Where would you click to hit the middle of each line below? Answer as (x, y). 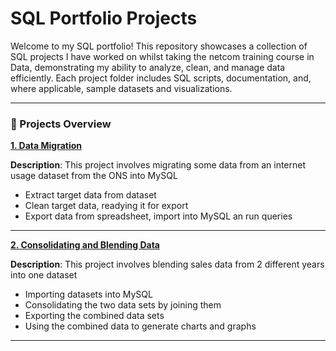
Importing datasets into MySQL (88, 294)
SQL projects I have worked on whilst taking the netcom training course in (162, 56)
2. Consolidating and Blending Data (85, 245)
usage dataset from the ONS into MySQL (94, 176)
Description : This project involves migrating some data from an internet (158, 165)
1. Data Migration (46, 146)
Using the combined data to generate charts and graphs (140, 326)
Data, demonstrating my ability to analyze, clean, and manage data (148, 67)
